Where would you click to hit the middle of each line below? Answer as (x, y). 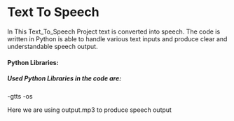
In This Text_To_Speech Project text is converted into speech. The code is (114, 31)
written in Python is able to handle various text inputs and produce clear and (117, 38)
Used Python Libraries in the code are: (64, 78)
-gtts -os (20, 96)
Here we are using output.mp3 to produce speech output (89, 110)
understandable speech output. (53, 46)
